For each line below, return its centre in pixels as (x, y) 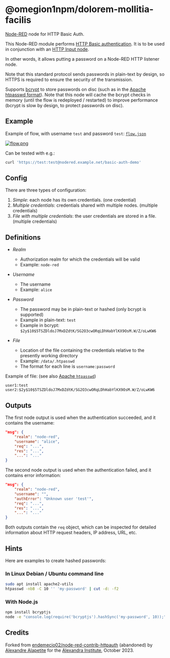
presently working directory (49, 356)
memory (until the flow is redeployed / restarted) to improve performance (82, 100)
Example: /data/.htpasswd (47, 361)
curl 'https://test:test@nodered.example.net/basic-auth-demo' (73, 162)
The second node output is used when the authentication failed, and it (78, 470)
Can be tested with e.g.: (30, 153)
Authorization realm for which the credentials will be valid (80, 259)
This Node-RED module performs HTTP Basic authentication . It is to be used (85, 43)
